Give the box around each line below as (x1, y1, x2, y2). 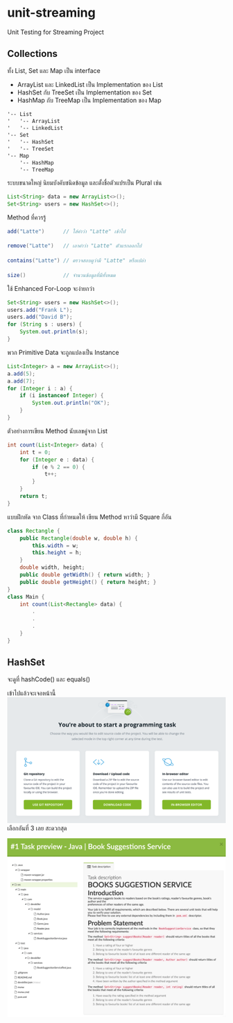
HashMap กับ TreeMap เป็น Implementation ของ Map (17, 96, 162, 104)
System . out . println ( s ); (19, 328, 89, 335)
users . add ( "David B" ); (7, 314, 73, 321)
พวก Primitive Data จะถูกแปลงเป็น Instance (7, 348, 119, 356)
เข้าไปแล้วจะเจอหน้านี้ (7, 689, 56, 697)
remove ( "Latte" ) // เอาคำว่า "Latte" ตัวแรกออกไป (7, 242, 142, 249)
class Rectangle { (7, 527, 60, 534)
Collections (7, 48, 58, 60)
